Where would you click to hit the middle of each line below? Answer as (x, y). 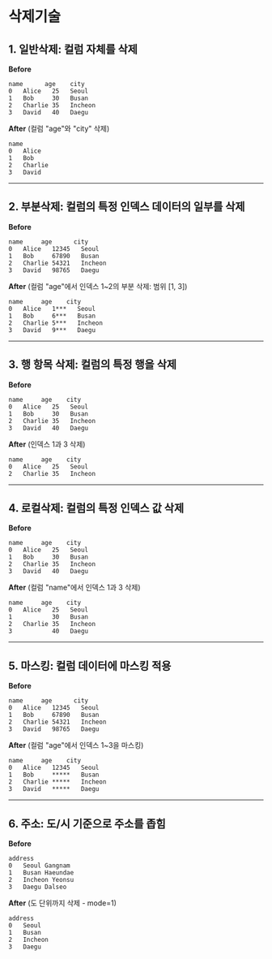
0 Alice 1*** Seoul (52, 309)
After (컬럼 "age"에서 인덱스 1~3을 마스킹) (76, 745)
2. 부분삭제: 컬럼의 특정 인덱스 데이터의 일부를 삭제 (127, 207)
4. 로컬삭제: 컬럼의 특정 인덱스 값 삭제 (96, 508)
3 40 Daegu (49, 631)
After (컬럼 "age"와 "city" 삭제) (59, 128)
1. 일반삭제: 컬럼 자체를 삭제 (73, 49)
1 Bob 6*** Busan (52, 316)
